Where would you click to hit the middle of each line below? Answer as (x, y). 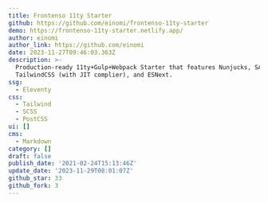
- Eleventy (33, 89)
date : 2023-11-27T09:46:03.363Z (62, 52)
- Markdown (33, 141)
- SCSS (26, 112)
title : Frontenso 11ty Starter (60, 16)
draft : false (30, 156)
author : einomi (33, 38)
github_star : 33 (35, 179)
